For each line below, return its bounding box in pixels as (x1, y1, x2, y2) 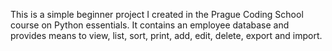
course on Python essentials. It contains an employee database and (10, 19, 290, 31)
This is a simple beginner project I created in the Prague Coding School (10, 9, 304, 20)
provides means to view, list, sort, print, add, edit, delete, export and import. (10, 30, 323, 41)
